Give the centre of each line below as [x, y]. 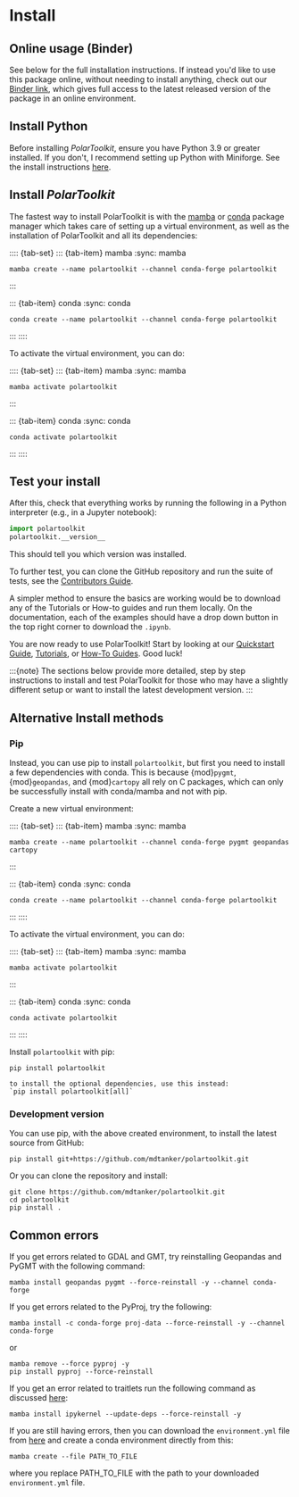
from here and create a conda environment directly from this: [121, 1440]
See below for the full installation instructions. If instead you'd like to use [143, 70]
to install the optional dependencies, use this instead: [119, 1084]
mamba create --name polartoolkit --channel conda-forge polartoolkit [143, 269]
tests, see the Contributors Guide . [71, 581]
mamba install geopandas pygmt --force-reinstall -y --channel [129, 1282]
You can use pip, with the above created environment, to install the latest [143, 1134]
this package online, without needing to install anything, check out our [138, 79]
